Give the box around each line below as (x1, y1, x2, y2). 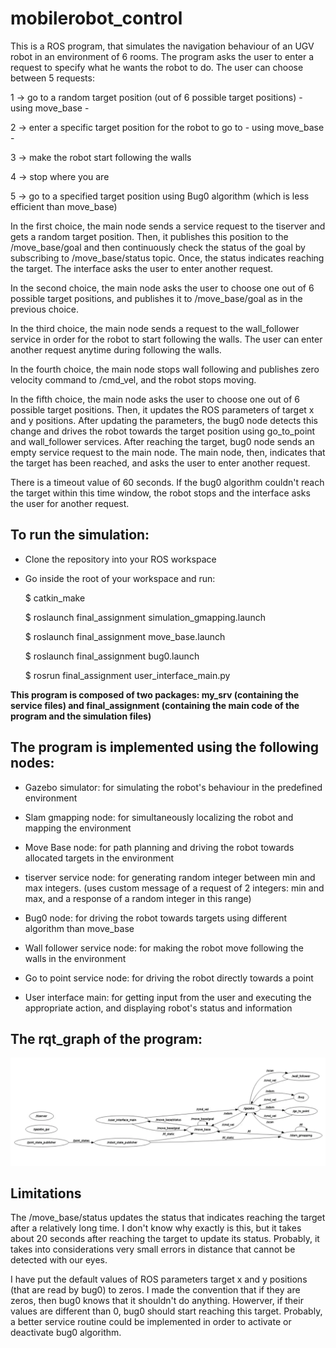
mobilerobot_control (10, 7, 183, 30)
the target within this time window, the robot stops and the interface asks (10, 487, 311, 499)
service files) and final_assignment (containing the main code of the (10, 699, 300, 711)
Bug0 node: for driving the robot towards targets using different (24, 912, 287, 924)
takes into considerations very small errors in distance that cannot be (10, 1243, 296, 1256)
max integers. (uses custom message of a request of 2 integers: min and (24, 882, 325, 894)
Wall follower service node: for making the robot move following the (24, 942, 304, 954)
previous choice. (10, 303, 80, 315)
